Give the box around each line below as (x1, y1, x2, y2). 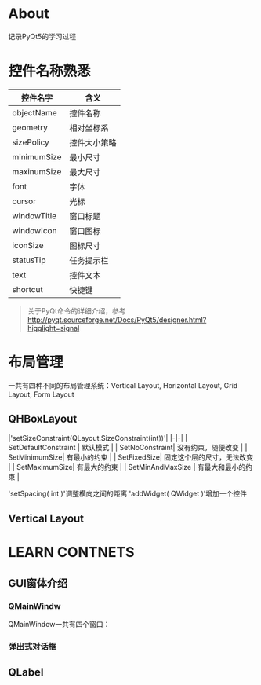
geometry (12, 122, 49, 133)
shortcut (12, 284, 43, 295)
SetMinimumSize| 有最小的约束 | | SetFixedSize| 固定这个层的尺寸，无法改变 (8, 452, 254, 462)
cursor (12, 196, 37, 207)
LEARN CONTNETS (8, 544, 135, 562)
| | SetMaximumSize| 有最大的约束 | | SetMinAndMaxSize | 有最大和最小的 (8, 462, 246, 471)
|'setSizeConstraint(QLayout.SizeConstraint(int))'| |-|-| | (8, 433, 188, 442)
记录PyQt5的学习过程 (8, 31, 77, 41)
